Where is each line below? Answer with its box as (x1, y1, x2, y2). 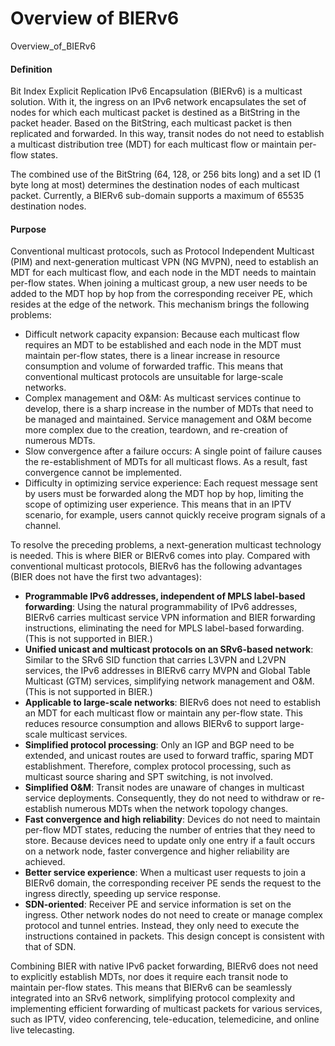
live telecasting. (10, 1024, 75, 1036)
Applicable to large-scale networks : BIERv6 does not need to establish (24, 697, 322, 709)
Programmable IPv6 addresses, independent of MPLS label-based (24, 590, 306, 602)
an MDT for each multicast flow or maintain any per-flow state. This (24, 707, 303, 719)
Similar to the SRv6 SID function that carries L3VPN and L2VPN (24, 654, 287, 666)
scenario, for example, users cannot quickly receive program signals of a (24, 509, 326, 521)
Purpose (10, 223, 47, 235)
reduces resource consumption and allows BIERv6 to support (24, 718, 278, 730)
